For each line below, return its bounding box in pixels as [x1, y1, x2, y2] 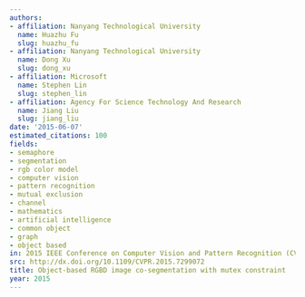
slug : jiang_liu [17, 114, 79, 123]
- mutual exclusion [9, 190, 84, 199]
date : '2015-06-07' [9, 123, 84, 132]
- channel [9, 198, 47, 208]
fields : [9, 139, 39, 148]
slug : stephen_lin [17, 89, 88, 98]
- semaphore [9, 148, 54, 157]
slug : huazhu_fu [17, 38, 79, 48]
